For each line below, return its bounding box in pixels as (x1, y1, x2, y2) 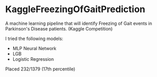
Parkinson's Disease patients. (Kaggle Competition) (5, 25, 113, 31)
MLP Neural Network (12, 45, 57, 51)
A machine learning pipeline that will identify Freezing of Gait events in (5, 20, 152, 26)
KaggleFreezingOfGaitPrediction (5, 4, 145, 15)
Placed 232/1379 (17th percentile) (5, 66, 75, 72)
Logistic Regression (12, 56, 54, 62)
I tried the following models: (5, 35, 63, 42)
